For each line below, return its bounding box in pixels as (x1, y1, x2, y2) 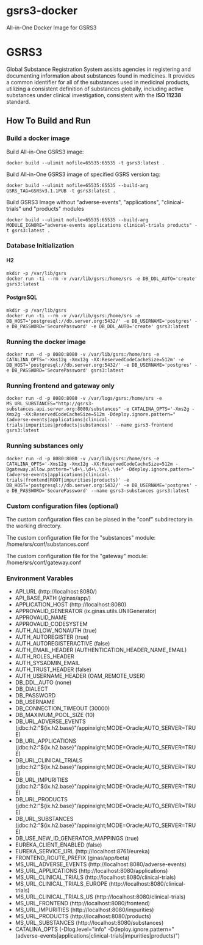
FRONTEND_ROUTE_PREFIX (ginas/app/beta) (15, 854, 130, 862)
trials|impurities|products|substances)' (6, 422, 113, 428)
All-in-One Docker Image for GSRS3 (6, 24, 97, 31)
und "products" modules (22, 205, 84, 212)
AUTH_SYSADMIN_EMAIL (15, 660, 80, 667)
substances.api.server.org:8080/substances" (6, 406, 121, 413)
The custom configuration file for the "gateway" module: (6, 553, 148, 560)
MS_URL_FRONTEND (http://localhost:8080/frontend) (15, 900, 151, 907)
